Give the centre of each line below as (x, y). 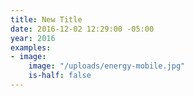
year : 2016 (33, 38)
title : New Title (46, 19)
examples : (31, 47)
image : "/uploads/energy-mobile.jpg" (107, 66)
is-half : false (60, 76)
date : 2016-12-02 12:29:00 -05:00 (82, 29)
